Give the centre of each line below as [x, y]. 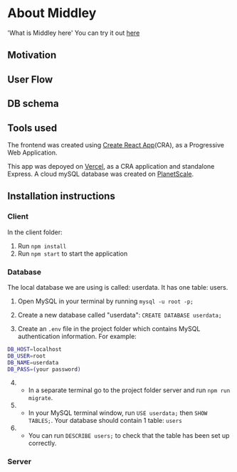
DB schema [33, 104]
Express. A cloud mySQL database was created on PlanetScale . [101, 174]
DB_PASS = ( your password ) [44, 369]
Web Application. [33, 152]
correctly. [42, 444]
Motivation [32, 55]
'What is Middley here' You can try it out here [74, 33]
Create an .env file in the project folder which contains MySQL [109, 328]
